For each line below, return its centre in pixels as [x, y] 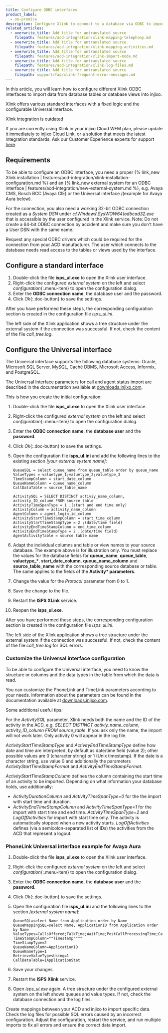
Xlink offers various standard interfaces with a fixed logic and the [73, 104]
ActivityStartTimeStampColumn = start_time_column [67, 518]
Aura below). [19, 199]
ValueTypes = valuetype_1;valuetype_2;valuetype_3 [67, 475]
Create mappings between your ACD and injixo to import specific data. [78, 1009]
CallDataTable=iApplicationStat [46, 960]
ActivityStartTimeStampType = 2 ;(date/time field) [68, 523]
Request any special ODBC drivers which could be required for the [74, 239]
